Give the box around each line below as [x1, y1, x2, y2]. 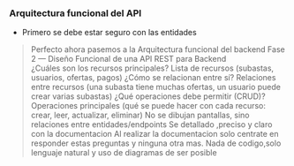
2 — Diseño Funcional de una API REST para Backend [30, 54, 227, 64]
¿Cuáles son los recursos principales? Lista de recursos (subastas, [30, 63, 275, 73]
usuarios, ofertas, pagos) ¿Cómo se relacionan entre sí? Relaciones [30, 72, 276, 83]
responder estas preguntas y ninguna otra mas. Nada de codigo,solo [30, 138, 282, 148]
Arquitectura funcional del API [9, 7, 142, 19]
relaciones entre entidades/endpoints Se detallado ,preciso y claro [30, 119, 273, 130]
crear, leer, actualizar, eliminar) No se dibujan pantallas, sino [30, 109, 250, 121]
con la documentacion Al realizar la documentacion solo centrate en [30, 129, 280, 140]
